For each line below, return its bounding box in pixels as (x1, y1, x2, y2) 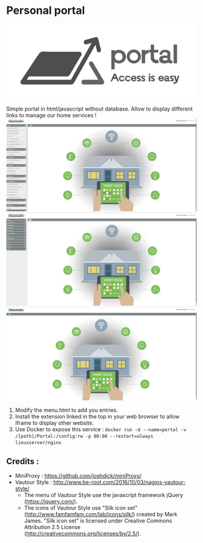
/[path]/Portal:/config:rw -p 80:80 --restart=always (14, 433, 153, 440)
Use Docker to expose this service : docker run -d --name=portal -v (14, 426, 187, 433)
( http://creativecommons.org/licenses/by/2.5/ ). (24, 530, 141, 537)
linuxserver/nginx (14, 440, 62, 446)
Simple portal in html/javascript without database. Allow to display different (6, 105, 193, 112)
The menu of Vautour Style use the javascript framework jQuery (24, 491, 183, 498)
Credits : (6, 456, 39, 466)
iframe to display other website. (14, 419, 94, 426)
